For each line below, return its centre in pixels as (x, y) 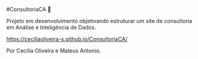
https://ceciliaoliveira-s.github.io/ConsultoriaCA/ (67, 39)
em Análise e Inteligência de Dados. (51, 27)
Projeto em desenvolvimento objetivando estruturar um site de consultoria (99, 21)
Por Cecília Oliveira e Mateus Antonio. (54, 51)
